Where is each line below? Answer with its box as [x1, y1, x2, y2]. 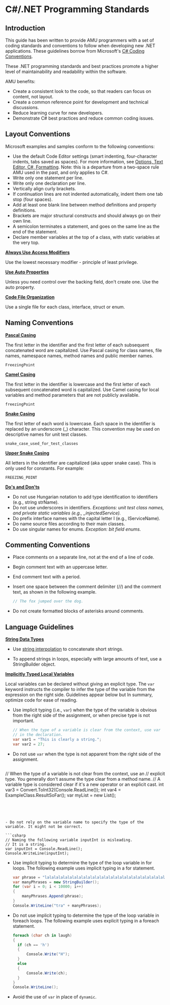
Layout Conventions [5, 130, 71, 138]
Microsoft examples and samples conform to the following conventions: [5, 143, 155, 149]
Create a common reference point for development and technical [12, 99, 149, 105]
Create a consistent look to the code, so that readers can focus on [12, 88, 151, 94]
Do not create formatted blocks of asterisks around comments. [12, 608, 145, 614]
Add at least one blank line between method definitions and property [12, 201, 156, 207]
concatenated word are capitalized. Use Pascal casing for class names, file [5, 347, 162, 353]
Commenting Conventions [5, 541, 90, 549]
